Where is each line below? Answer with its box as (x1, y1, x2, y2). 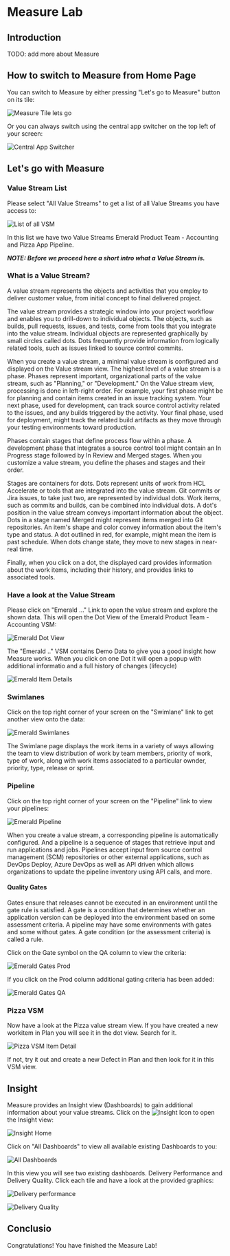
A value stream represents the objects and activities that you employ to (7, 287, 208, 295)
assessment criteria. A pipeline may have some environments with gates (7, 920, 211, 929)
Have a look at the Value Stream (7, 590, 115, 599)
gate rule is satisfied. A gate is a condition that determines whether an (7, 905, 205, 914)
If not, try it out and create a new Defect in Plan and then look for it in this (7, 1056, 214, 1064)
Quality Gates (7, 883, 47, 892)
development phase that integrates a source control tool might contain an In (7, 444, 222, 452)
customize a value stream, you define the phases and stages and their (7, 458, 206, 466)
